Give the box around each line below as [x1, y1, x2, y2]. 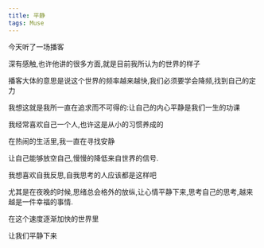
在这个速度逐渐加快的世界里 [8, 214, 99, 223]
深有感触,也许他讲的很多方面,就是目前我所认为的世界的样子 [8, 59, 201, 68]
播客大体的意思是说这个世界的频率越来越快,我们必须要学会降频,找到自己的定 [8, 76, 257, 85]
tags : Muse [8, 19, 45, 27]
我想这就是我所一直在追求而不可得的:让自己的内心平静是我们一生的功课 [8, 103, 241, 112]
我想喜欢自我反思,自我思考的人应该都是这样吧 [8, 170, 157, 180]
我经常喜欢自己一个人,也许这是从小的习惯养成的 [8, 119, 165, 129]
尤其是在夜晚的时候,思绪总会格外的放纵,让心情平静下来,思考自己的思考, [8, 187, 240, 196]
